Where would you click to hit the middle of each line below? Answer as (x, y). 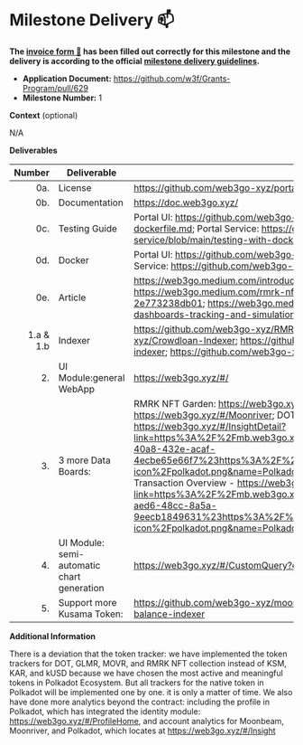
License (75, 187)
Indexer (74, 340)
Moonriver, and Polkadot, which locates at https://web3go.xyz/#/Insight (142, 731)
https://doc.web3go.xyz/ (186, 203)
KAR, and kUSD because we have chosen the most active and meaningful (147, 673)
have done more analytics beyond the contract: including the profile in (140, 702)
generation (81, 588)
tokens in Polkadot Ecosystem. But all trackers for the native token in (137, 683)
